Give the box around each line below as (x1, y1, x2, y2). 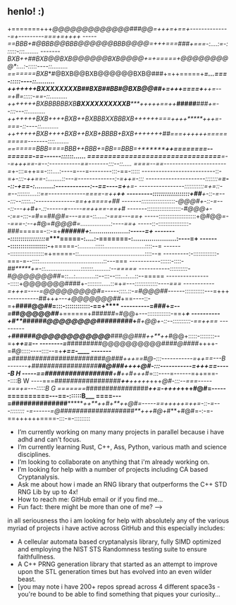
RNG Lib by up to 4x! (17, 487, 78, 496)
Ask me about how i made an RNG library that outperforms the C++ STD (17, 479, 228, 489)
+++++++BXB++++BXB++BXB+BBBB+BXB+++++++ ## (7, 129, 170, 137)
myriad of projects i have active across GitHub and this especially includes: (7, 523, 225, 532)
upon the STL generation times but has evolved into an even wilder (17, 567, 212, 575)
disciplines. (17, 450, 51, 458)
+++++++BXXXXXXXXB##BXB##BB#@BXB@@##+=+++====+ (7, 84, 204, 92)
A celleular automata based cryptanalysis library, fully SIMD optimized (17, 537, 222, 546)
